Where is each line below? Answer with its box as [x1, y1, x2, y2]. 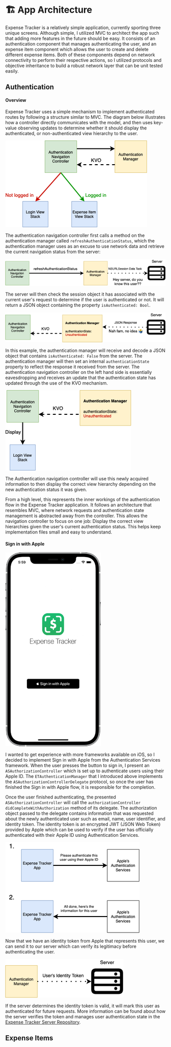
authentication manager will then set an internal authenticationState [5, 358, 150, 364]
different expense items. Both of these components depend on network [5, 52, 155, 58]
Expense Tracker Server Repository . [5, 1019, 81, 1025]
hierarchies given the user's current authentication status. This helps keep [5, 523, 161, 529]
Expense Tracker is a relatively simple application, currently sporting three [5, 24, 161, 31]
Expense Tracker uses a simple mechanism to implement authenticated [5, 108, 155, 115]
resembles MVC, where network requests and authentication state [5, 507, 144, 513]
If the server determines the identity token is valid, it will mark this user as [5, 1003, 160, 1009]
